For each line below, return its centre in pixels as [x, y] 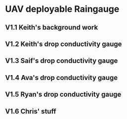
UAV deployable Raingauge [62, 9]
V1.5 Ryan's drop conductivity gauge [63, 95]
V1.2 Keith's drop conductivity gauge [63, 44]
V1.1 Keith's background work [52, 27]
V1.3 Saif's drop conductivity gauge [62, 61]
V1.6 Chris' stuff [31, 111]
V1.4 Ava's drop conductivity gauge [62, 78]
